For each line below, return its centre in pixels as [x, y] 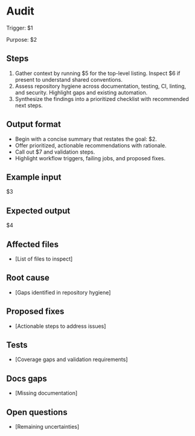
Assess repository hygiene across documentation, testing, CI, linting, [101, 86]
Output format [34, 124]
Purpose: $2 [22, 39]
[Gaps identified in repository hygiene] [63, 292]
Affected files [33, 244]
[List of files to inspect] [44, 259]
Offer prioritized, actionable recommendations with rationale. [91, 145]
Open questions [37, 412]
